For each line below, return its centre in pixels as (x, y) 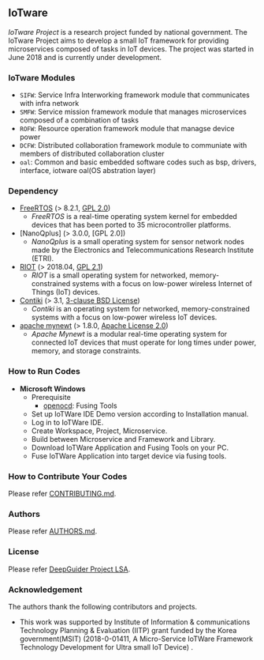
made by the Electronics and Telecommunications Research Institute (143, 250)
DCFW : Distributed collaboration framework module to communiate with (133, 145)
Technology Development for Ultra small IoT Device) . (106, 647)
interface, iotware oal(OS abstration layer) (87, 171)
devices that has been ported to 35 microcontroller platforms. (131, 225)
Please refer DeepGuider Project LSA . (69, 569)
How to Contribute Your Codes (68, 476)
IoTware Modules (42, 77)
